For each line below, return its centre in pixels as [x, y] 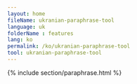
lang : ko [20, 40]
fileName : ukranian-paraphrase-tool [61, 20]
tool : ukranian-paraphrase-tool [54, 53]
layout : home [26, 14]
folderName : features [40, 33]
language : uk [26, 27]
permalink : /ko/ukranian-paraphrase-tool [69, 46]
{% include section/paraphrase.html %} [65, 72]
